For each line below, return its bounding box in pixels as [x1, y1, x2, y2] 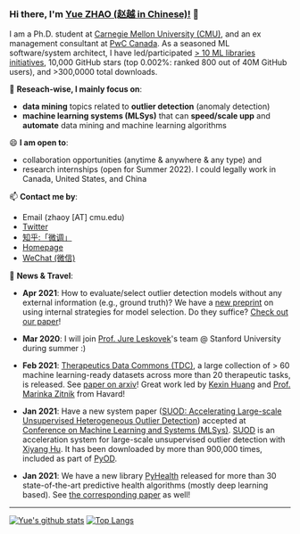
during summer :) [21, 343, 87, 354]
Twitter [21, 221, 49, 233]
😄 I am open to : [9, 137, 69, 148]
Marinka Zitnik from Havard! [21, 389, 126, 399]
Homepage [21, 242, 64, 253]
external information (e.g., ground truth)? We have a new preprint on [21, 297, 274, 308]
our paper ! [21, 316, 62, 327]
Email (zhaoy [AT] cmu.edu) [21, 212, 125, 223]
